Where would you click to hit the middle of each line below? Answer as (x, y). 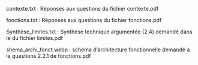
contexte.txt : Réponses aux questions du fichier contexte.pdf (82, 9)
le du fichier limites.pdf (34, 38)
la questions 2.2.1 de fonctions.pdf (49, 56)
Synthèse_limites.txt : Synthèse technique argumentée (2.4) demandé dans (99, 32)
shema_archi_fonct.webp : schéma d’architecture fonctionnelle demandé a (98, 49)
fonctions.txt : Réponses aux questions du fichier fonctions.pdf (84, 20)
